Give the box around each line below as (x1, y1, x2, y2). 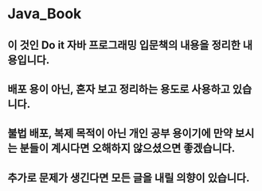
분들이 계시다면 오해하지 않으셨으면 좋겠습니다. (19, 142, 236, 155)
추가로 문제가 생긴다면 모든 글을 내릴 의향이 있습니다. (7, 171, 250, 185)
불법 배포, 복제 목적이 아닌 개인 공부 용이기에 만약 (7, 127, 233, 140)
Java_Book (7, 5, 82, 23)
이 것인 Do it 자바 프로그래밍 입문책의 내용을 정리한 (7, 38, 240, 52)
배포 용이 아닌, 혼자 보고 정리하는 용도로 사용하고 (7, 82, 230, 96)
